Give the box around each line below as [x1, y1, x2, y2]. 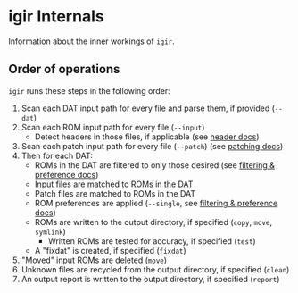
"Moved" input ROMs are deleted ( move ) [21, 255, 167, 265]
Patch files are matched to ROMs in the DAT [34, 188, 196, 198]
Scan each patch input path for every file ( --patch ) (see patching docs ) [21, 140, 284, 151]
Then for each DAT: [21, 150, 93, 161]
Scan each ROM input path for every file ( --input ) [21, 121, 205, 132]
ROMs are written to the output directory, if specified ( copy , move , [34, 216, 273, 227]
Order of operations [8, 62, 120, 77]
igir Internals [8, 6, 104, 27]
